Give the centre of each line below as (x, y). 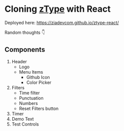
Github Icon (38, 77)
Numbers (28, 103)
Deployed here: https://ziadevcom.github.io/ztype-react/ (62, 23)
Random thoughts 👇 (25, 32)
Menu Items (31, 72)
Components (25, 50)
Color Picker (39, 82)
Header (19, 61)
